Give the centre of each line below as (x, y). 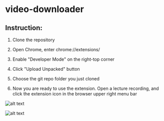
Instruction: (24, 28)
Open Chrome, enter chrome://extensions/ (56, 49)
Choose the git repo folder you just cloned (56, 79)
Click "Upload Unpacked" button (46, 69)
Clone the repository (33, 40)
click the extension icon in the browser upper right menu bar (75, 94)
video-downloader (44, 9)
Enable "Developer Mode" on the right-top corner (63, 59)
